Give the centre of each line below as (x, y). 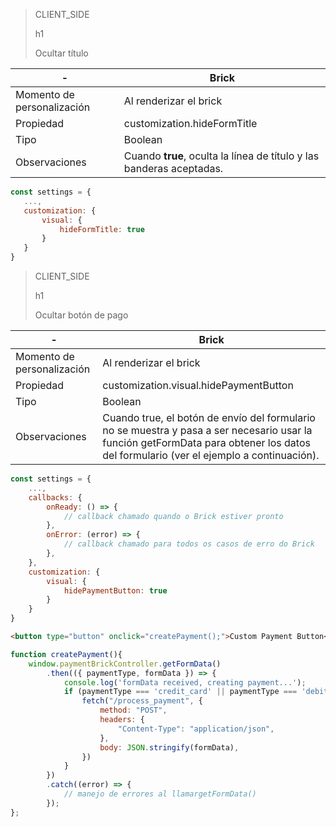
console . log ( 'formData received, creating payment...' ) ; (185, 682)
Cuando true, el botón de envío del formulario (209, 417)
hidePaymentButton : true (115, 590)
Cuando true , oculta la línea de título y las (221, 156)
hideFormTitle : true (102, 229)
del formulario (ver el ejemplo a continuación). (211, 455)
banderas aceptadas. (173, 168)
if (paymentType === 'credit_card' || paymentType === (180, 692)
